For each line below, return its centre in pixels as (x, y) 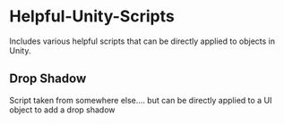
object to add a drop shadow (62, 110)
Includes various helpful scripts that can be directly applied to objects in (142, 41)
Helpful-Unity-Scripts (92, 17)
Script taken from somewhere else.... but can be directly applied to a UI (141, 100)
